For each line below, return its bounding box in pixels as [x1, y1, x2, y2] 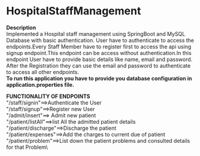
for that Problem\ [6, 143, 48, 151]
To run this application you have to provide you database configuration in [6, 75, 193, 82]
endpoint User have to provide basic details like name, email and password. [6, 56, 193, 63]
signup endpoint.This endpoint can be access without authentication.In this [6, 49, 192, 56]
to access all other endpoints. [6, 68, 80, 75]
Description [6, 24, 37, 31]
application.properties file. [6, 81, 75, 88]
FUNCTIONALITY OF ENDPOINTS [6, 93, 91, 100]
